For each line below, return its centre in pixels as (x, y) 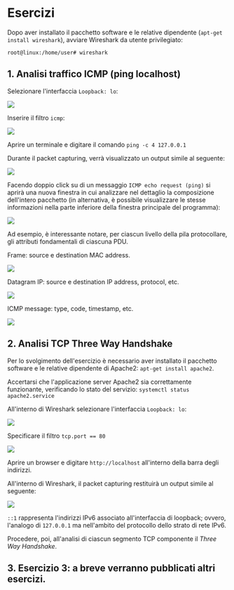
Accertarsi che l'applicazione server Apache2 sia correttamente (99, 382)
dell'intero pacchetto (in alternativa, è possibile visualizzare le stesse (106, 200)
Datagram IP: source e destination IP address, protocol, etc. (93, 281)
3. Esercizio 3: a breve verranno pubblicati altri (111, 568)
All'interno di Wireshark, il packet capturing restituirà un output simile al (110, 483)
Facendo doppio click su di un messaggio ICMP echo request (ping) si (109, 185)
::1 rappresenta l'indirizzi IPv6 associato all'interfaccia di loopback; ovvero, (117, 518)
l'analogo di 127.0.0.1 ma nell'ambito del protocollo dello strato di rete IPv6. (117, 525)
